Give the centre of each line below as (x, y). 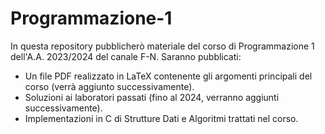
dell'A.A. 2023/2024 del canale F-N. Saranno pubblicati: (126, 56)
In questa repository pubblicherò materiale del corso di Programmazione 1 (162, 46)
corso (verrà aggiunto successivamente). (109, 86)
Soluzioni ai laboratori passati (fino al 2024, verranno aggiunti (152, 97)
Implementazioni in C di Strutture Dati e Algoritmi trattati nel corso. (161, 118)
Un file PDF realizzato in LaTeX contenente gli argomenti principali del (168, 76)
